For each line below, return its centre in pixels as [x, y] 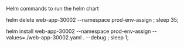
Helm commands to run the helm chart [52, 9]
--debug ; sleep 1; [107, 37]
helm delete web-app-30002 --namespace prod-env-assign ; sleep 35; [92, 20]
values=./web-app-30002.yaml [44, 37]
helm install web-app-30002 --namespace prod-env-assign [79, 31]
